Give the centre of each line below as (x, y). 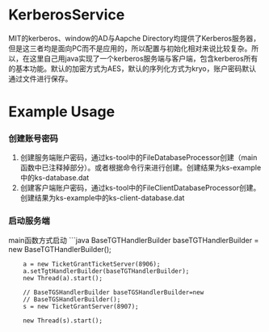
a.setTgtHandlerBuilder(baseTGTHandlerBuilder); (106, 271)
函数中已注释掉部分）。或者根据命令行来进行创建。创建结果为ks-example (141, 168)
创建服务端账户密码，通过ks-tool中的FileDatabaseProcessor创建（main (139, 158)
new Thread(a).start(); (63, 278)
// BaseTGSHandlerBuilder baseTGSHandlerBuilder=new (113, 292)
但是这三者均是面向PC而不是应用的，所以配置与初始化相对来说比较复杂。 (130, 48)
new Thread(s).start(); (63, 321)
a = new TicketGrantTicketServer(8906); (92, 264)
